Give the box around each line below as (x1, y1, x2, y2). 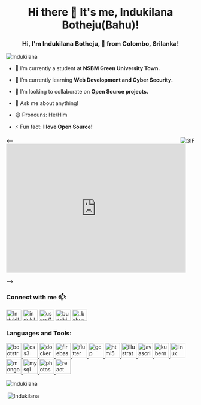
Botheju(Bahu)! (62, 18, 139, 32)
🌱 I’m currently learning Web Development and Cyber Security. (14, 76, 173, 83)
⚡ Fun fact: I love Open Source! (14, 123, 93, 131)
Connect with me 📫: (6, 293, 67, 302)
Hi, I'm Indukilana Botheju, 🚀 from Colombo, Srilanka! (22, 40, 179, 48)
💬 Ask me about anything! (14, 100, 79, 107)
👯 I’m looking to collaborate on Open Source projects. (14, 88, 148, 95)
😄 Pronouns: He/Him (14, 111, 68, 119)
